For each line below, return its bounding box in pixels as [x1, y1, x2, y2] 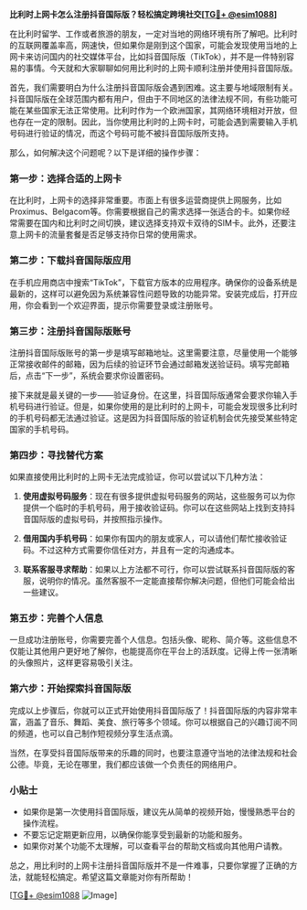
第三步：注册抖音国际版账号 [9, 325, 132, 337]
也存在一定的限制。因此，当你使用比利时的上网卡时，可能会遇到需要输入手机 [9, 116, 298, 127]
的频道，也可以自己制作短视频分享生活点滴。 [9, 727, 178, 739]
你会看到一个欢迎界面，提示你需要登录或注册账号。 [25, 299, 217, 310]
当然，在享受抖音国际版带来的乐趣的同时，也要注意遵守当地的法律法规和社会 [9, 747, 298, 758]
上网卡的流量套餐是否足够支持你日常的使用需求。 [16, 229, 202, 241]
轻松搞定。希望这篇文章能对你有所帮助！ [40, 872, 194, 883]
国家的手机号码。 [9, 423, 74, 434]
